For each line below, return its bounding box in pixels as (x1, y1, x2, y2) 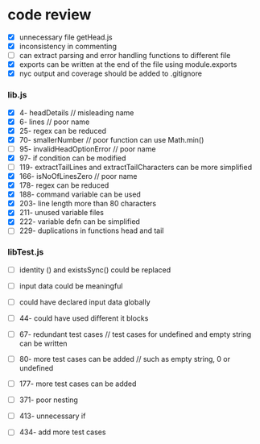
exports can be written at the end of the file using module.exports (19, 60, 237, 69)
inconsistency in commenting (19, 42, 118, 51)
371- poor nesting (19, 395, 78, 405)
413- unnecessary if (19, 411, 86, 421)
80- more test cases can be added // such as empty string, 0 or (19, 355, 231, 364)
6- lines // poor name (19, 117, 90, 127)
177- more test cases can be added (19, 379, 137, 388)
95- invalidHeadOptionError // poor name (19, 143, 156, 154)
